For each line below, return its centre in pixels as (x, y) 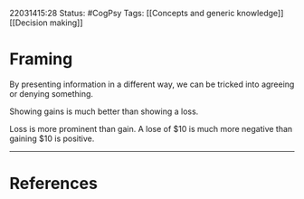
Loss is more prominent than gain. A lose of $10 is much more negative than (151, 128)
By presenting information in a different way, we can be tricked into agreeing (152, 84)
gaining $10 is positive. (52, 138)
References (53, 184)
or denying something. (51, 93)
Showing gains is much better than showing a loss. (104, 111)
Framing (41, 59)
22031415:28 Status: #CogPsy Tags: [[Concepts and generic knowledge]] (147, 13)
